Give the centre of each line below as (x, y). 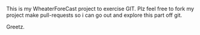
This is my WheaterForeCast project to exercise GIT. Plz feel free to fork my (100, 9)
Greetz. (16, 27)
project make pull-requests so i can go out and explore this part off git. (94, 15)
